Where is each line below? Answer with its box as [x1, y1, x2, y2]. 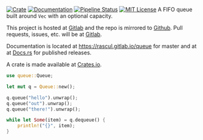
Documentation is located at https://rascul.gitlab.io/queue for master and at [6, 43, 197, 50]
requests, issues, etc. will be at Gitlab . [6, 31, 102, 38]
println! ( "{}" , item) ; [17, 123, 75, 129]
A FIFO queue [157, 6, 193, 13]
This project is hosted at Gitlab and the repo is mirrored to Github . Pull [6, 24, 183, 31]
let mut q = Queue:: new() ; [6, 83, 75, 90]
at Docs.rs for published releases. [6, 49, 92, 56]
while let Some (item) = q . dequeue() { [6, 117, 105, 123]
